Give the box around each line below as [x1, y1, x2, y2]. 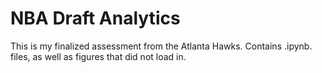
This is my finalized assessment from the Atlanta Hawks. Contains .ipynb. [10, 40, 313, 52]
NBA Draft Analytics [10, 7, 181, 30]
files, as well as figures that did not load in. [10, 50, 187, 62]
